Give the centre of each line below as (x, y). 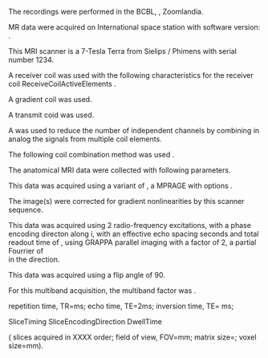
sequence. (26, 210)
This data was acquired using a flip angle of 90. (87, 275)
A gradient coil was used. (50, 99)
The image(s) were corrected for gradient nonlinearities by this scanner (126, 201)
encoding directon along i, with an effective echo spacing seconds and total (134, 234)
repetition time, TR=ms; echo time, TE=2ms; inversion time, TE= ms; (121, 306)
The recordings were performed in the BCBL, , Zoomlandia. (106, 12)
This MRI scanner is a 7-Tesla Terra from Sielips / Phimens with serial (122, 51)
